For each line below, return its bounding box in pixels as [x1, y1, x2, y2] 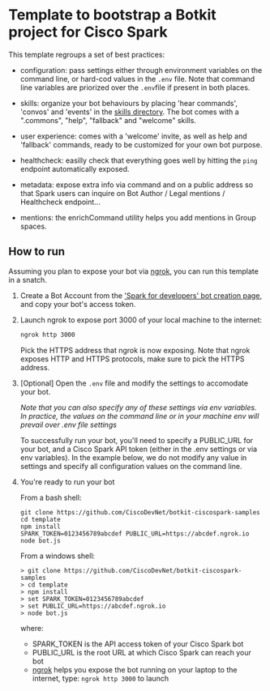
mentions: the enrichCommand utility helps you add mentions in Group [19, 212, 257, 222]
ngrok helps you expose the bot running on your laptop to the [32, 664, 238, 674]
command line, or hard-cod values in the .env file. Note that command [19, 74, 255, 83]
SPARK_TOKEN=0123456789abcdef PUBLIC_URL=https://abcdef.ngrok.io [19, 529, 250, 538]
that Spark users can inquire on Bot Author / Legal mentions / [19, 188, 225, 198]
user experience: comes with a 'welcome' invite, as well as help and [19, 131, 247, 141]
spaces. [19, 221, 47, 231]
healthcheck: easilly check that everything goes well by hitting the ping [19, 156, 258, 165]
